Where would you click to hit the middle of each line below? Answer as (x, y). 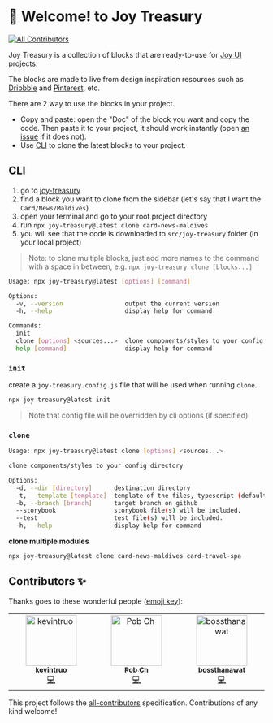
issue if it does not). (53, 136)
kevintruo (51, 670)
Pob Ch (136, 670)
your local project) (51, 242)
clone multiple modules (49, 541)
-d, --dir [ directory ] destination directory (103, 488)
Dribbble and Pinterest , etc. (54, 88)
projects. (23, 63)
